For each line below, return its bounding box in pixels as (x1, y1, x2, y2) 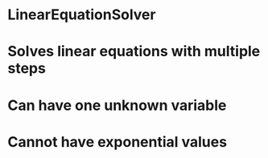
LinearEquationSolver (7, 6, 156, 24)
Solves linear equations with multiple (7, 43, 261, 61)
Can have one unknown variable (7, 96, 227, 114)
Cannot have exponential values (7, 132, 227, 151)
